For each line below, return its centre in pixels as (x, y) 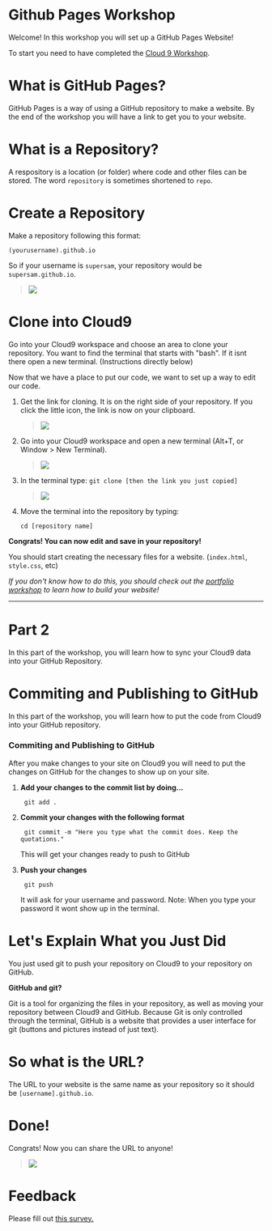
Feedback (42, 1196)
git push (39, 885)
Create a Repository (77, 213)
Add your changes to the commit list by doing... (102, 787)
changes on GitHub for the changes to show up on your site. (109, 771)
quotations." (42, 839)
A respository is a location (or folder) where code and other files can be (127, 172)
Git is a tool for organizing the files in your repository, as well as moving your (136, 1003)
